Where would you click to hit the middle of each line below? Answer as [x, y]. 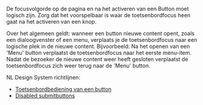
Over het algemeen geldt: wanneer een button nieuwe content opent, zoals [101, 33]
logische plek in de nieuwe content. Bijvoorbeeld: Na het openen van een [98, 46]
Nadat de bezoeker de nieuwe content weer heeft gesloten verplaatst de [97, 59]
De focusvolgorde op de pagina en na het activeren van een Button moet [98, 9]
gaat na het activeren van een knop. [52, 22]
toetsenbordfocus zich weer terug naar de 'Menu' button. [78, 66]
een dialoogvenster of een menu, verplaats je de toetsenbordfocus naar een [102, 40]
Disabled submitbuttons [45, 96]
